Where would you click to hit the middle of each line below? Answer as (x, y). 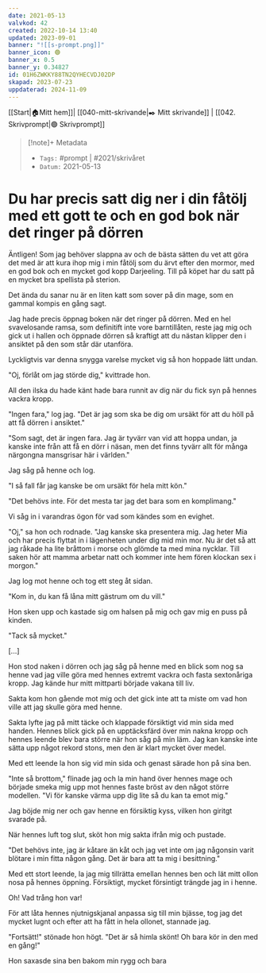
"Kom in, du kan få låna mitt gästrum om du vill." (87, 597)
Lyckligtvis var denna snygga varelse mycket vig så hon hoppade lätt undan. (133, 360)
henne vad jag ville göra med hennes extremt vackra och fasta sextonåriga (131, 675)
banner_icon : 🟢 (35, 52)
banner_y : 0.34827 (39, 68)
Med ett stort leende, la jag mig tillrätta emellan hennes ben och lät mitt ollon (133, 874)
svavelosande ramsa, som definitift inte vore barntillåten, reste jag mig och (130, 327)
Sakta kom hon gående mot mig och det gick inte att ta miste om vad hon (128, 699)
